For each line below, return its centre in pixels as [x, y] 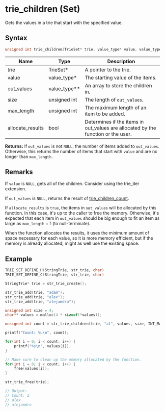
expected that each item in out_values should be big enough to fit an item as [82, 218]
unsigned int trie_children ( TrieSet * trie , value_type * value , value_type [83, 49]
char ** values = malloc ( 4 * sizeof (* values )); [54, 315]
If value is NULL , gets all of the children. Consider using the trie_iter [72, 184]
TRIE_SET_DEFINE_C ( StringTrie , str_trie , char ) [55, 275]
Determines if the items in [114, 122]
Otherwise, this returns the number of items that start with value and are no [81, 151]
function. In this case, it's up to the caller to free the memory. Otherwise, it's [82, 213]
